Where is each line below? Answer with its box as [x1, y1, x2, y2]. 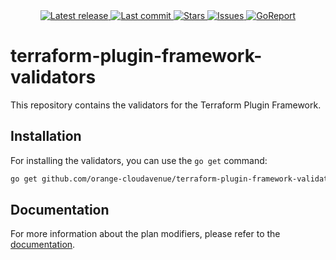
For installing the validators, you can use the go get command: [10, 154, 268, 166]
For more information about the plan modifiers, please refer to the [10, 228, 281, 240]
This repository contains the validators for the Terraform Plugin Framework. [10, 99, 322, 111]
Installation [10, 128, 82, 145]
